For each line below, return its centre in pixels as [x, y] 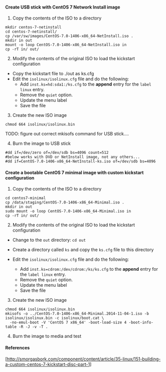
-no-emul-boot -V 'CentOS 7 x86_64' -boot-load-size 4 [68, 323]
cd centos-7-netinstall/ [31, 32]
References [18, 348]
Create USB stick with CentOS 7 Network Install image [63, 7]
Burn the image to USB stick [42, 143]
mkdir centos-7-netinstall [33, 28]
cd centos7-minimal [26, 198]
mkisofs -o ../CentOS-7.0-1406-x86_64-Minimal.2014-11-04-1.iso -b [77, 314]
